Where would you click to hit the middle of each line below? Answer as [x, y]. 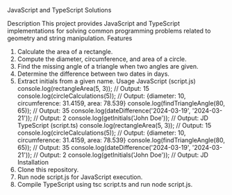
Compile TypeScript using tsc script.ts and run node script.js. [105, 184]
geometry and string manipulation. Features [70, 38]
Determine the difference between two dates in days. [93, 74]
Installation [33, 162]
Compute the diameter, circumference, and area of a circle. [102, 59]
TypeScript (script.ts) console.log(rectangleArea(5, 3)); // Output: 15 [114, 125]
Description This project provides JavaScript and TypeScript [94, 23]
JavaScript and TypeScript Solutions [59, 10]
